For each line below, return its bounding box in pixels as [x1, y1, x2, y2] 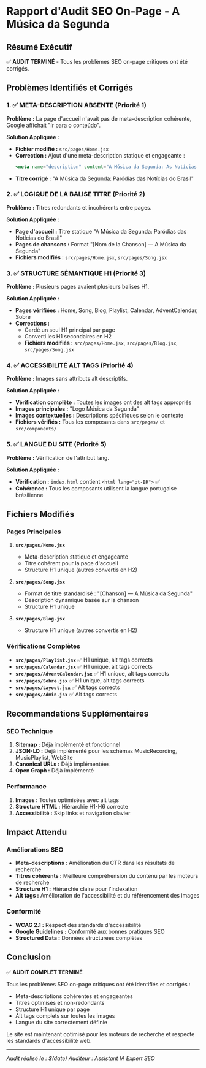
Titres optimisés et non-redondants [15, 999, 105, 1006]
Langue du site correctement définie [15, 1018, 107, 1026]
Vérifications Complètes [6, 642, 81, 650]
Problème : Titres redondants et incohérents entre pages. [6, 204, 152, 211]
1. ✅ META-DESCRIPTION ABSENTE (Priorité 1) [6, 101, 147, 110]
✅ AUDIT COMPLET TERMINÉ [6, 968, 83, 975]
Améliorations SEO [6, 845, 64, 854]
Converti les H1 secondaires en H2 [24, 333, 112, 340]
